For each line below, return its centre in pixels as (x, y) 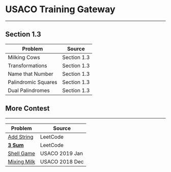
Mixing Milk (22, 161)
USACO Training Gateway (60, 9)
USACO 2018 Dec (62, 161)
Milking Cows (24, 57)
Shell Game (22, 153)
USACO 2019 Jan (61, 153)
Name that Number (31, 74)
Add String (21, 137)
